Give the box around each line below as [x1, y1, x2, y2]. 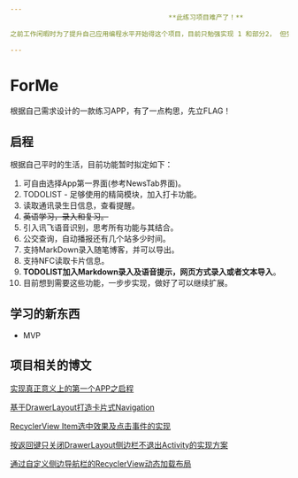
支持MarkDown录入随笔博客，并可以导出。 [22, 244, 180, 255]
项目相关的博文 [10, 358, 92, 373]
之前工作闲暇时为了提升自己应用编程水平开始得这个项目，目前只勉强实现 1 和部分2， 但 [10, 29, 287, 38]
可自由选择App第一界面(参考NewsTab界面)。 [22, 178, 187, 189]
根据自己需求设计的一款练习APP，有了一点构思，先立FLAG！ [10, 105, 232, 116]
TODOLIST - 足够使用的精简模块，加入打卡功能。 [22, 189, 202, 200]
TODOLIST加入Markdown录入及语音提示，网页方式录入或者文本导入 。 [22, 266, 281, 277]
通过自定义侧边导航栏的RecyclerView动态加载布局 [10, 458, 192, 469]
